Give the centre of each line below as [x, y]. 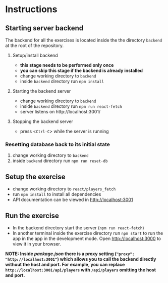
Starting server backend [44, 28]
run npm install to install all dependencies [57, 194]
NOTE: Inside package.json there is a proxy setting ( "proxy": [70, 254]
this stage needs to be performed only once [67, 65]
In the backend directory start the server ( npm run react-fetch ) [78, 228]
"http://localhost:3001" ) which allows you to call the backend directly [81, 259]
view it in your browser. [37, 244]
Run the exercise [32, 215]
